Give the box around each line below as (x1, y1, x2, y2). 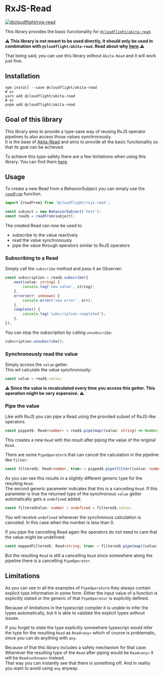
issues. (5, 615, 20, 621)
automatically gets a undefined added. (5, 496, 82, 502)
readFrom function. (5, 191, 42, 197)
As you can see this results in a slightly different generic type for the (5, 475, 143, 481)
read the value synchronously (12, 238, 72, 243)
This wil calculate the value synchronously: (5, 367, 92, 373)
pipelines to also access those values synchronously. (5, 133, 112, 139)
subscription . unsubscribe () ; (5, 339, 64, 344)
